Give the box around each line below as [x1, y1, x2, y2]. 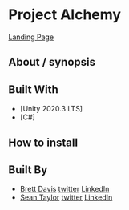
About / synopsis [8, 55, 96, 69]
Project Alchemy [8, 6, 122, 24]
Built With [8, 83, 58, 96]
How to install [8, 135, 79, 149]
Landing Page [8, 32, 54, 42]
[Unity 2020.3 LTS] [19, 104, 83, 114]
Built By [8, 163, 48, 176]
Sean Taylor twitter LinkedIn [19, 192, 113, 202]
